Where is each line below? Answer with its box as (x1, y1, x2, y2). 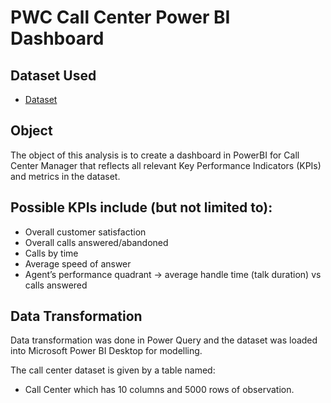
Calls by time (24, 247, 79, 259)
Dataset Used (10, 67, 97, 84)
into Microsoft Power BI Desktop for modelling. (10, 345, 203, 357)
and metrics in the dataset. (10, 170, 121, 182)
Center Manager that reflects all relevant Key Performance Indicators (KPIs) (10, 159, 322, 171)
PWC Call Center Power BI (10, 6, 231, 29)
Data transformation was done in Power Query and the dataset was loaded (10, 334, 318, 346)
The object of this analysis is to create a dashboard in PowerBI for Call (10, 149, 300, 161)
